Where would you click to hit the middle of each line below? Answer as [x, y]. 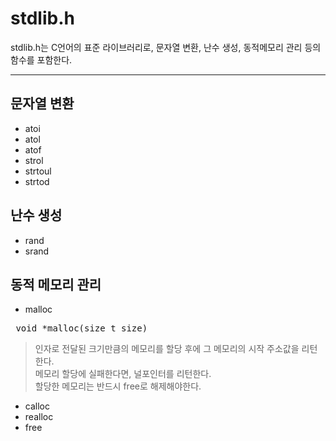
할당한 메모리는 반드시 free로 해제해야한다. [118, 386]
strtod [37, 181]
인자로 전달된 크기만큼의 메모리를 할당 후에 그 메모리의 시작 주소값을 [167, 349]
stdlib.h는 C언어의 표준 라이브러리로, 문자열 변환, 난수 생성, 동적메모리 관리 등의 [166, 47]
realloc [39, 417]
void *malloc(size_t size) [81, 328]
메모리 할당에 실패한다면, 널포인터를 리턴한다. [123, 374]
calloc [37, 406]
